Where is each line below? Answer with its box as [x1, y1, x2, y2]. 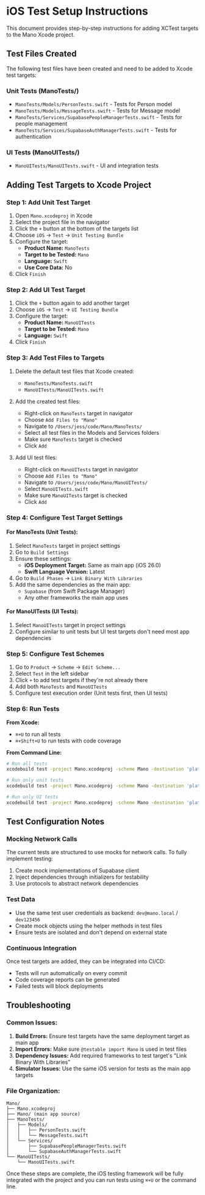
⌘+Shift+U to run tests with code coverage [15, 737, 121, 744]
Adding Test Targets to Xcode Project [6, 180, 151, 190]
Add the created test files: [15, 398, 81, 405]
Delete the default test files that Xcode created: [15, 368, 134, 375]
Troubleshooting [6, 1000, 71, 1011]
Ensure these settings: [15, 554, 72, 562]
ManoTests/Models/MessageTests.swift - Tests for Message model [15, 107, 181, 114]
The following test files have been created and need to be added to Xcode [6, 65, 193, 72]
